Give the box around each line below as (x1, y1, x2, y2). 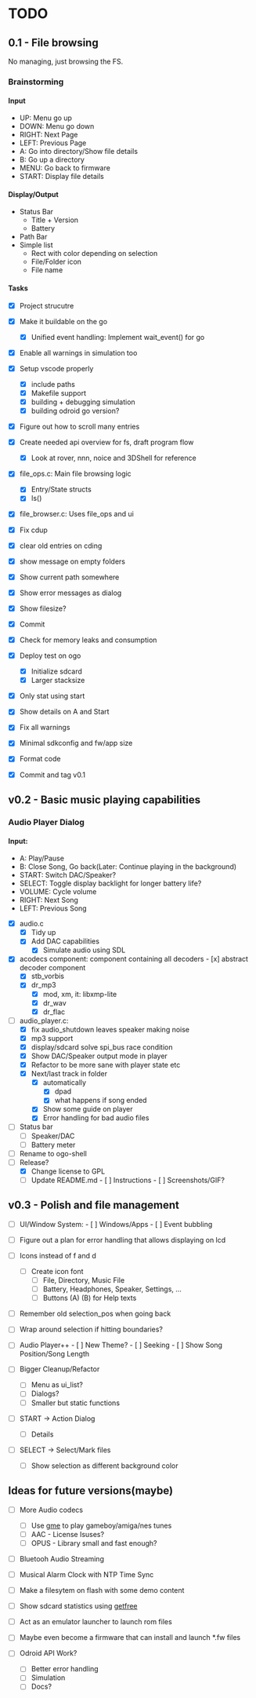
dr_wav (42, 998, 67, 1007)
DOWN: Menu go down (19, 122, 95, 131)
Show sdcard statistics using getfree (19, 1601, 139, 1611)
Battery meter (31, 1140, 76, 1149)
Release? (19, 1157, 49, 1167)
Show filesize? (19, 604, 67, 613)
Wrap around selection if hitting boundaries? (19, 1324, 163, 1335)
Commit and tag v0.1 (19, 770, 86, 780)
